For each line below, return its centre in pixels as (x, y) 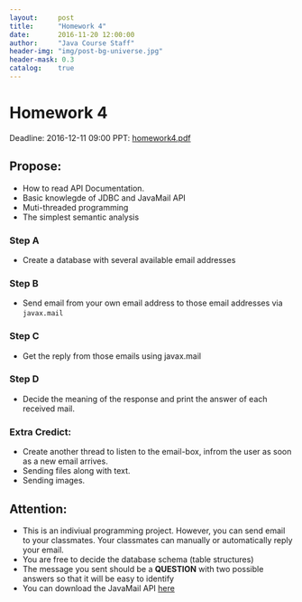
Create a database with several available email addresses (129, 259)
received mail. (48, 409)
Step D (24, 379)
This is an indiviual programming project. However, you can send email (154, 531)
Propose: (35, 167)
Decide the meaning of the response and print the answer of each (145, 399)
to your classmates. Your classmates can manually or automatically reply (157, 540)
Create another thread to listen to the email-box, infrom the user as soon (157, 452)
